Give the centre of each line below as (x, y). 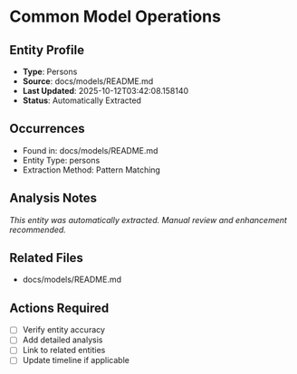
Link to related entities (64, 351)
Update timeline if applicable (76, 360)
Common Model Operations (115, 17)
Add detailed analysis (62, 340)
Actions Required (59, 308)
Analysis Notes (53, 198)
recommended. (38, 229)
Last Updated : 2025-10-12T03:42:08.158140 (105, 91)
